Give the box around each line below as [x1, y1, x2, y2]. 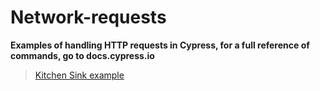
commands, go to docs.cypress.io [10, 49, 155, 61]
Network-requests [10, 6, 167, 29]
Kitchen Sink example [34, 69, 125, 81]
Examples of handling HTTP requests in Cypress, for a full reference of [10, 39, 310, 51]
